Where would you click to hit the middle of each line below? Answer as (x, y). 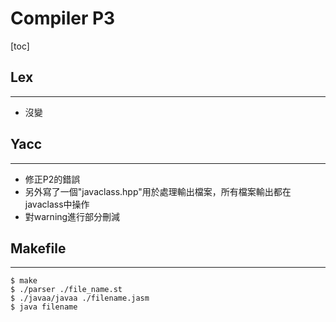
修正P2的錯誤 (52, 179)
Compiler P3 (63, 18)
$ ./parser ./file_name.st (66, 290)
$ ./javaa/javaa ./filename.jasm (80, 298)
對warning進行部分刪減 (72, 216)
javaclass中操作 (57, 204)
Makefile (38, 248)
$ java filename (44, 307)
